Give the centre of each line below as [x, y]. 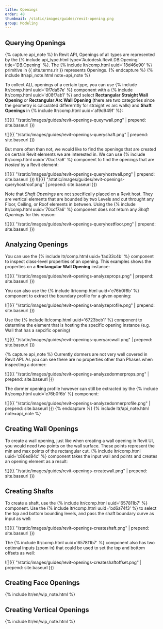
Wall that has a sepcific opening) [38, 330]
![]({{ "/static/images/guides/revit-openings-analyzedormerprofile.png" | [78, 403]
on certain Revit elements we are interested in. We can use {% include [75, 154]
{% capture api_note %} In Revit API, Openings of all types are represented [80, 55]
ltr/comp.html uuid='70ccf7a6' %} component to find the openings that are [80, 160]
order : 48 [15, 14]
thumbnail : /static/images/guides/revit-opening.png [59, 18]
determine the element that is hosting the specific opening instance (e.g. [78, 325]
